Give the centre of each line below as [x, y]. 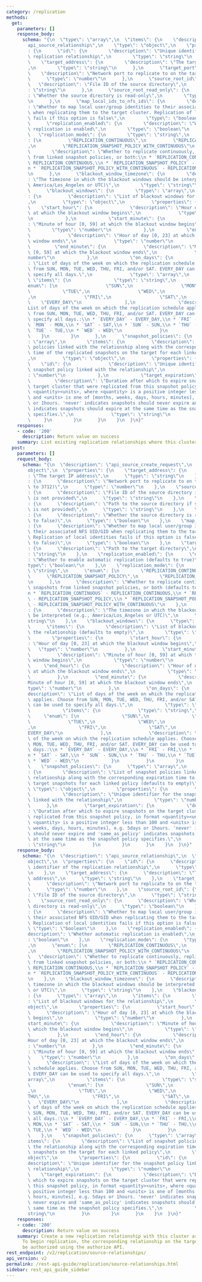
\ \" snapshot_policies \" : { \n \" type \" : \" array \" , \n [107, 767]
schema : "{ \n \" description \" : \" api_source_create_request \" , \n [107, 465]
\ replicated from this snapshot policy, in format [94, 817]
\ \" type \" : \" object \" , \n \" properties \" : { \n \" [114, 789]
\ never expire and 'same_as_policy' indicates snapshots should [112, 1203]
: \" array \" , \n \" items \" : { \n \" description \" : [112, 342]
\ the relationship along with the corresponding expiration [106, 1147]
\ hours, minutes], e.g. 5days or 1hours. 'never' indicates [106, 1197]
